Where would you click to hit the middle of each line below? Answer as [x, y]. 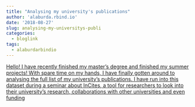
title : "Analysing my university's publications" [68, 11]
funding [16, 98]
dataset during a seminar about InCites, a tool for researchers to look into [95, 85]
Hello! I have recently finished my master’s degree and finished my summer [97, 66]
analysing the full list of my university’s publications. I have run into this [92, 79]
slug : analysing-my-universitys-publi [54, 28]
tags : [13, 45]
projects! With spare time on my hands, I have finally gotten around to [90, 73]
